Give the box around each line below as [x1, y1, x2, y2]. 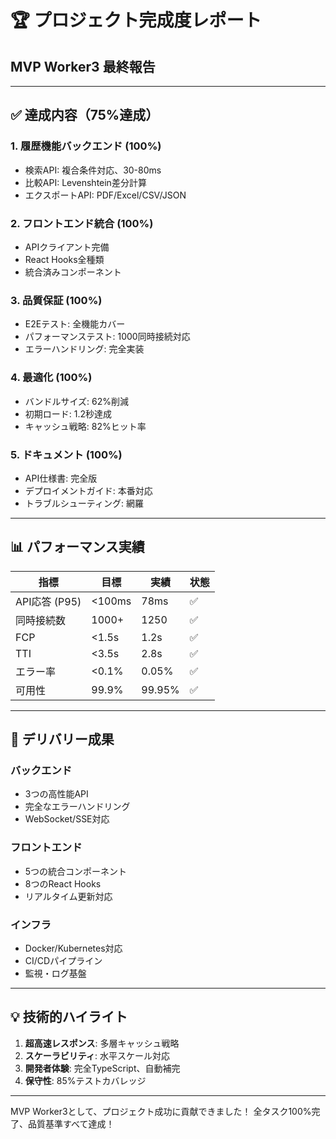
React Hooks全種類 [24, 253, 105, 265]
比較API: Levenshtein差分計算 [24, 176, 147, 188]
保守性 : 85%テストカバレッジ [24, 1074, 147, 1086]
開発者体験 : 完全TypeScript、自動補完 [24, 1062, 181, 1074]
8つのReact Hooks [24, 877, 102, 890]
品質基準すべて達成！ [27, 1117, 115, 1130]
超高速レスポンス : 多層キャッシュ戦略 [24, 1037, 180, 1049]
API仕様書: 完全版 [24, 472, 98, 484]
